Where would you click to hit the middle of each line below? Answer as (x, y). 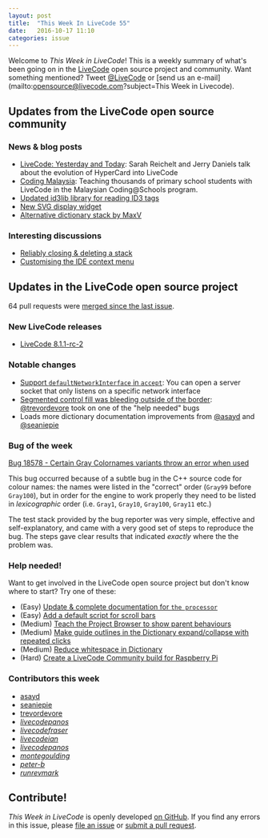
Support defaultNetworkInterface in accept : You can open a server (130, 382)
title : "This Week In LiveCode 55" (69, 23)
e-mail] (209, 78)
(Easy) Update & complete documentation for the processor (119, 607)
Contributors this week (54, 679)
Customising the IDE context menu (77, 261)
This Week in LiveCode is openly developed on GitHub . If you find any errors (134, 817)
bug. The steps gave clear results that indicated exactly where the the (124, 536)
